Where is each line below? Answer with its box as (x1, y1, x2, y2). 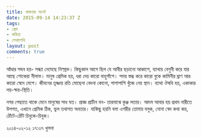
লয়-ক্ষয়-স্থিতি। (6, 86, 34, 93)
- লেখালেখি (6, 37, 26, 43)
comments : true (6, 49, 45, 55)
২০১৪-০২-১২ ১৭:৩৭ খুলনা (6, 124, 54, 131)
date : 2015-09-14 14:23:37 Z (6, 15, 81, 21)
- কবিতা (6, 32, 21, 38)
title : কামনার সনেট (6, 9, 46, 15)
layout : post (6, 43, 40, 49)
